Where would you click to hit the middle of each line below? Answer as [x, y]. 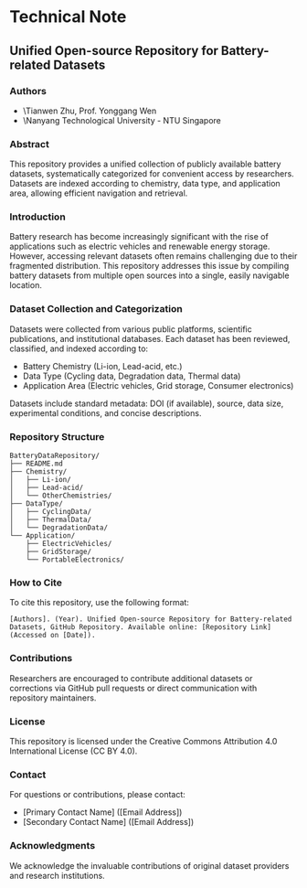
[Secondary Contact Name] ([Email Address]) [108, 822]
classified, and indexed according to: [79, 348]
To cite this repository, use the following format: [100, 603]
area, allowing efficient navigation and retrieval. [99, 193]
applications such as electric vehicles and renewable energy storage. [140, 246]
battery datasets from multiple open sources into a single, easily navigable [149, 275]
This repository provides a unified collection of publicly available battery [145, 164]
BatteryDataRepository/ [55, 456]
